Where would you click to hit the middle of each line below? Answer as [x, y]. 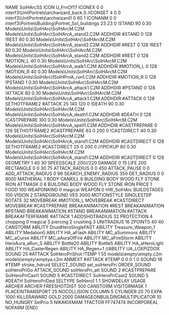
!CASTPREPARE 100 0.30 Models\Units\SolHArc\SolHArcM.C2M [71, 120]
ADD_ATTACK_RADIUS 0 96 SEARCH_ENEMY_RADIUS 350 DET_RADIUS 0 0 [85, 173]
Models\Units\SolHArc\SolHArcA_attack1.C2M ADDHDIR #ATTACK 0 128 [80, 98]
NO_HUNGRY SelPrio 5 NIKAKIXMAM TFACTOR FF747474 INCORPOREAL [82, 302]
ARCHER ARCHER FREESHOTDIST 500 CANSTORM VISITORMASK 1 [76, 286]
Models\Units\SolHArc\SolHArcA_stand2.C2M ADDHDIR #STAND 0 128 [79, 34]
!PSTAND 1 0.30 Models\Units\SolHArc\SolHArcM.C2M [62, 82]
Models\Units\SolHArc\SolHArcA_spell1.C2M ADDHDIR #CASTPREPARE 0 [81, 125]
